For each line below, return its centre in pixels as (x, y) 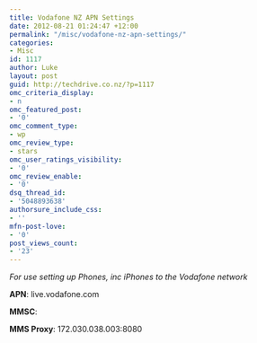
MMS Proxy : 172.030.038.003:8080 (76, 330)
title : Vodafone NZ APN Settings (72, 18)
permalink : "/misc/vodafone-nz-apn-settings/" (98, 34)
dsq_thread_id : (38, 193)
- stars (24, 151)
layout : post (34, 76)
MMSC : (23, 312)
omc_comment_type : (44, 127)
